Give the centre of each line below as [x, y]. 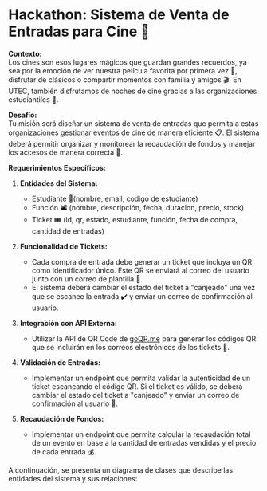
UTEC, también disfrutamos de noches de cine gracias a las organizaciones [133, 91]
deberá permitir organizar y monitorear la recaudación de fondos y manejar [132, 143]
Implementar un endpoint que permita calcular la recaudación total [141, 434]
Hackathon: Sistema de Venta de [119, 15]
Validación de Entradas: [60, 362]
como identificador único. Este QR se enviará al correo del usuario [140, 270]
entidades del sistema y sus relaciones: [73, 478]
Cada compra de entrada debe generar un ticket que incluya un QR [142, 261]
